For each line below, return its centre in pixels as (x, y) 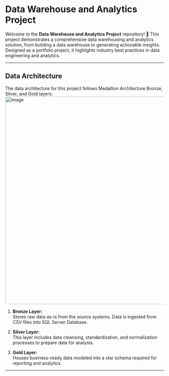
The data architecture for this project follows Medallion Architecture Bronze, (84, 88)
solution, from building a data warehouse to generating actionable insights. (83, 44)
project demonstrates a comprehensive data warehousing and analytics (79, 39)
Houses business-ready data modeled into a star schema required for (84, 358)
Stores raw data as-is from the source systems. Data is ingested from (84, 316)
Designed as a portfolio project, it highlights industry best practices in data (82, 50)
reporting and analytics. (37, 363)
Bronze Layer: (27, 311)
